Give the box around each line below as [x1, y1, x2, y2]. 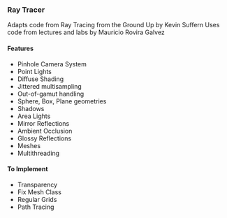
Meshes [17, 141, 41, 150]
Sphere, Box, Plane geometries [17, 96, 107, 106]
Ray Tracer [7, 5, 45, 15]
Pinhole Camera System [17, 59, 87, 68]
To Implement [7, 165, 48, 173]
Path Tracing [17, 203, 54, 211]
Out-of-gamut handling [17, 89, 85, 98]
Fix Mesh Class [17, 187, 61, 196]
